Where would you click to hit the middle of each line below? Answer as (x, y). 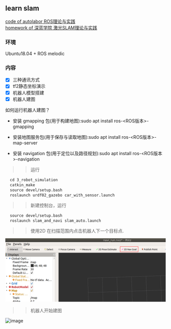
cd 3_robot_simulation (34, 180)
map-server (25, 143)
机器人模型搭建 (28, 93)
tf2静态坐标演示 (29, 86)
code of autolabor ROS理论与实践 (40, 21)
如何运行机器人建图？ (27, 110)
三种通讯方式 (26, 80)
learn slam (22, 8)
